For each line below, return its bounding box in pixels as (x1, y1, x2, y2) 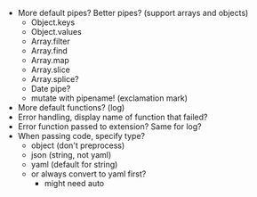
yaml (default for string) (30, 160, 118, 169)
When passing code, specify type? (17, 131, 145, 141)
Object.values (30, 27, 82, 37)
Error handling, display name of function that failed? (17, 111, 208, 122)
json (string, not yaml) (30, 150, 112, 160)
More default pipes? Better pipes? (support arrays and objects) (17, 8, 249, 18)
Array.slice (30, 64, 71, 75)
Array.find (30, 45, 68, 56)
